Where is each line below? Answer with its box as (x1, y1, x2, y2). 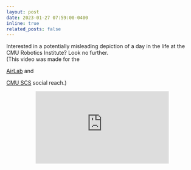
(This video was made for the (6, 55, 80, 63)
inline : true (6, 20, 40, 26)
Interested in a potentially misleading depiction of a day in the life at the (6, 43, 186, 50)
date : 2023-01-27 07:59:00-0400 (6, 15, 88, 21)
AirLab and (6, 68, 34, 75)
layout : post (6, 9, 40, 15)
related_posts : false (6, 26, 61, 32)
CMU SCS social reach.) (6, 79, 67, 87)
